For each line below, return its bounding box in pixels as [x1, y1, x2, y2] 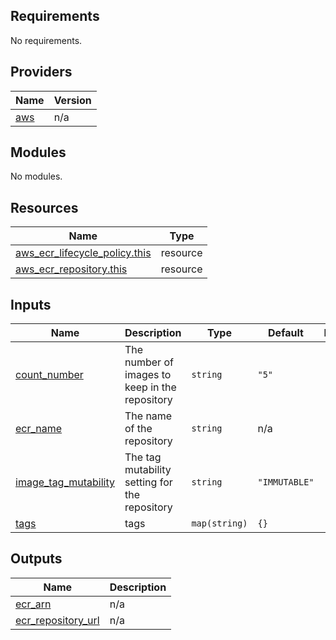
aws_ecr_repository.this [15, 262, 128, 276]
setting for [124, 475, 173, 489]
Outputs [10, 550, 63, 568]
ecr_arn [15, 597, 52, 611]
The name [124, 409, 173, 423]
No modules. [10, 170, 63, 183]
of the [124, 422, 153, 436]
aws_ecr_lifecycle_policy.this [15, 246, 152, 260]
